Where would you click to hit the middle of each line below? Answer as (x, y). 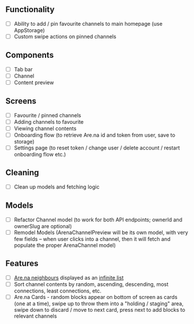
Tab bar (23, 69)
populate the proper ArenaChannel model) (65, 245)
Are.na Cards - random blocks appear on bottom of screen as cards (96, 297)
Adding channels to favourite (49, 121)
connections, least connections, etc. (58, 291)
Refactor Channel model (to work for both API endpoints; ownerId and (98, 220)
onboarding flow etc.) (40, 155)
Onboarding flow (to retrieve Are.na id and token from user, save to (95, 135)
